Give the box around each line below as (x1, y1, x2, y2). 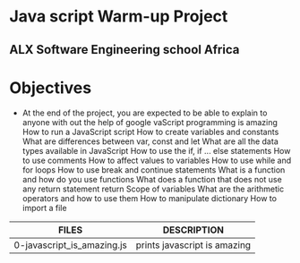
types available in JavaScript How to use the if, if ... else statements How (21, 145, 291, 156)
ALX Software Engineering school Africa (9, 42, 240, 57)
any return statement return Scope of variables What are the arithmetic (21, 183, 285, 194)
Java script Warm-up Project (9, 6, 228, 27)
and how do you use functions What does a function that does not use (21, 174, 282, 184)
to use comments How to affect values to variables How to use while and (21, 155, 292, 165)
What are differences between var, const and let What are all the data (21, 136, 279, 147)
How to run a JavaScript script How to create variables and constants (21, 126, 279, 137)
